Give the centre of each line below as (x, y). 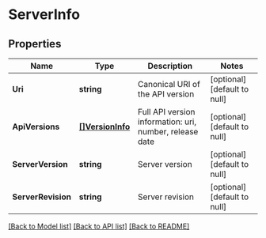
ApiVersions (36, 127)
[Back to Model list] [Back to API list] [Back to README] (99, 226)
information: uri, (167, 122)
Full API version (166, 112)
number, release (168, 132)
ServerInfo (44, 15)
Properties (35, 44)
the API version (166, 94)
